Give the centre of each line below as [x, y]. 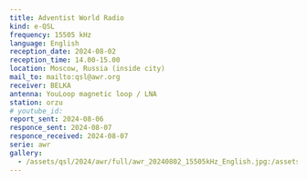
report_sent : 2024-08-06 [57, 119]
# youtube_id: [37, 111]
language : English [44, 43]
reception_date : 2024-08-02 [63, 52]
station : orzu [37, 102]
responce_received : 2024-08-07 [69, 136]
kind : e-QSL [32, 26]
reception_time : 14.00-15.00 [65, 60]
